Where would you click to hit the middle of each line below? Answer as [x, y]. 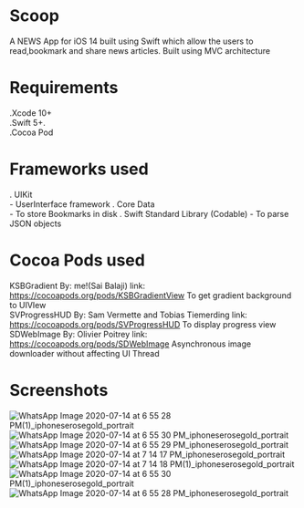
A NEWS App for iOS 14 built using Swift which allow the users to [131, 41]
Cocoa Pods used [78, 260]
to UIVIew [28, 305]
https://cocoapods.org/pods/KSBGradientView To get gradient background [151, 295]
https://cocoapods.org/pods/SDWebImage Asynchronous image [131, 344]
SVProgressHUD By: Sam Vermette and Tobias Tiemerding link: [129, 315]
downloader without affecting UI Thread [84, 353]
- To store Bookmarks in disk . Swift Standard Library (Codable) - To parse [149, 213]
